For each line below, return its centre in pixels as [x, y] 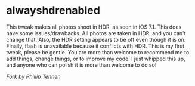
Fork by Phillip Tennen [33, 76]
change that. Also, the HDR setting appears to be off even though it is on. [96, 39]
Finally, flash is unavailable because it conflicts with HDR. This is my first [95, 46]
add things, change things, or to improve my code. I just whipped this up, [96, 59]
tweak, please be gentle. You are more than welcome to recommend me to [98, 52]
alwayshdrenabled [53, 10]
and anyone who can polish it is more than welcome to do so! [81, 65]
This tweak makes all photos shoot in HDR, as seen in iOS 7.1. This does [94, 27]
